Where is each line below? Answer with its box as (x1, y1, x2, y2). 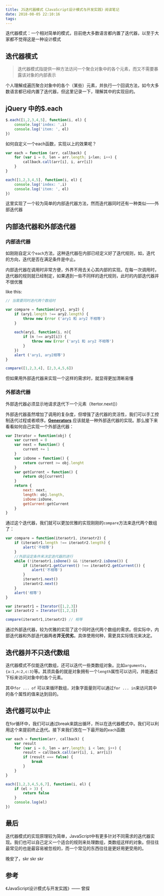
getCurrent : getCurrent (23, 501, 69, 506)
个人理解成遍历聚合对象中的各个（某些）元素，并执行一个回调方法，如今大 (5, 83, 155, 89)
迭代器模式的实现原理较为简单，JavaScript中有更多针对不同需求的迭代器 (5, 833, 151, 839)
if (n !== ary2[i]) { (23, 335, 67, 339)
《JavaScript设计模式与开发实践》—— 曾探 (5, 885, 90, 891)
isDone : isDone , (23, 497, 54, 502)
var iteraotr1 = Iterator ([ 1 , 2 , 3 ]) (5, 604, 78, 609)
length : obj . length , (23, 492, 65, 497)
